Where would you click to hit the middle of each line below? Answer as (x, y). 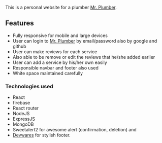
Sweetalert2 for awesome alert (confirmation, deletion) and (75, 130)
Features (20, 23)
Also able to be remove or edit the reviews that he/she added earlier (84, 57)
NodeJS (21, 114)
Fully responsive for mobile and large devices (60, 35)
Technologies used (29, 86)
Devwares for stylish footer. (42, 135)
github (19, 46)
